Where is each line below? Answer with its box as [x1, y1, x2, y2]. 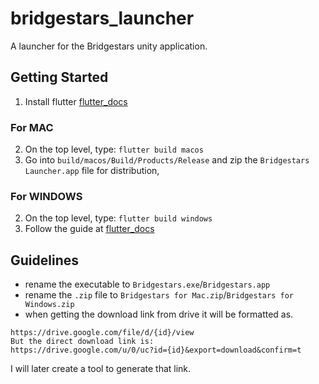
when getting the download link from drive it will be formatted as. [24, 308, 294, 321]
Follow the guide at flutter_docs [24, 223, 155, 235]
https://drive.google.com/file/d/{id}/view [10, 328, 195, 338]
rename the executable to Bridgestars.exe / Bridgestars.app [24, 278, 271, 291]
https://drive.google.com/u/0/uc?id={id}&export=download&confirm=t [10, 345, 302, 356]
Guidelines [10, 252, 79, 269]
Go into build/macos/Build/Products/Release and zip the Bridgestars [24, 154, 310, 166]
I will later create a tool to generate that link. [10, 363, 192, 375]
